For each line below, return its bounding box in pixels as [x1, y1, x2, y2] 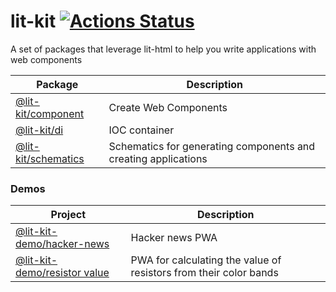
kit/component [15, 106, 85, 120]
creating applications [108, 151, 208, 165]
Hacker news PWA [130, 231, 218, 245]
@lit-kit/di [15, 123, 64, 137]
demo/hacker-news [15, 237, 110, 251]
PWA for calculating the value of [130, 253, 282, 267]
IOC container [108, 123, 175, 137]
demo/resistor [15, 266, 82, 280]
